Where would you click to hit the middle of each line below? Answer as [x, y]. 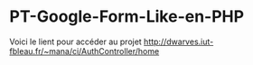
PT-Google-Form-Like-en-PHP [127, 17]
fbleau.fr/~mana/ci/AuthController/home [84, 51]
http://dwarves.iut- [178, 42]
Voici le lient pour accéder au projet [75, 42]
